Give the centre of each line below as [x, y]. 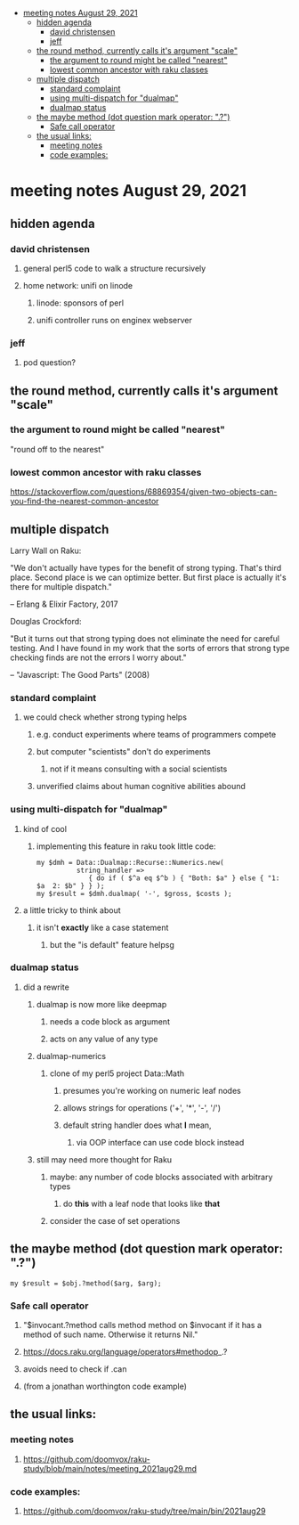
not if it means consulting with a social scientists [138, 769]
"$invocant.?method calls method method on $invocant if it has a [142, 1325]
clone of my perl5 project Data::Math [117, 1073]
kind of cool [45, 828]
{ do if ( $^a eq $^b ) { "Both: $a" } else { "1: [184, 878]
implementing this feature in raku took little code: [126, 846]
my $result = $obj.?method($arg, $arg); [86, 1283]
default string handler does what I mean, [137, 1125]
